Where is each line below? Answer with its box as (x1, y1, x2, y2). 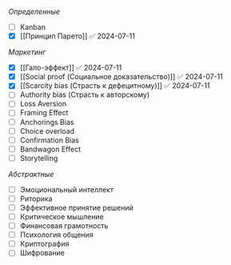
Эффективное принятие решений (19, 203, 134, 212)
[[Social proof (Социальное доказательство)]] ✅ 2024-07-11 (19, 72, 224, 82)
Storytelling (19, 153, 58, 163)
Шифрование (19, 248, 66, 258)
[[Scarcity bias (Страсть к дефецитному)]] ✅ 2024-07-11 (19, 81, 210, 90)
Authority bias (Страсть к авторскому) (19, 90, 150, 99)
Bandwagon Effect (19, 144, 82, 154)
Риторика (19, 194, 53, 203)
